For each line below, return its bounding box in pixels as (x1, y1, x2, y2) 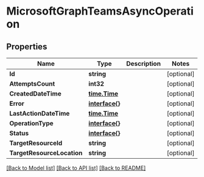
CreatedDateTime (9, 89, 62, 98)
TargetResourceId (9, 139, 63, 147)
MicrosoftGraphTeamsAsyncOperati (6, 4, 194, 18)
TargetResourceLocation (9, 149, 83, 157)
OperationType (9, 119, 54, 127)
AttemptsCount (9, 80, 55, 88)
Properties (6, 41, 47, 52)
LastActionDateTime (9, 109, 70, 117)
